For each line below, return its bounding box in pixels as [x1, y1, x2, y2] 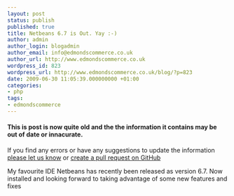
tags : [7, 95, 23, 102]
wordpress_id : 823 [7, 62, 61, 69]
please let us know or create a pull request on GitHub [7, 153, 161, 162]
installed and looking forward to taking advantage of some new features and [7, 174, 228, 183]
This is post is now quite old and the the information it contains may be [7, 123, 217, 132]
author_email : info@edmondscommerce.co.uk [7, 50, 133, 57]
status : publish [7, 17, 55, 24]
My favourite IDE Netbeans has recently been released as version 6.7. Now [7, 167, 223, 176]
